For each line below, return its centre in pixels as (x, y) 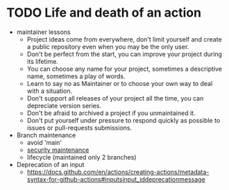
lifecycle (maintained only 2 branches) (82, 157)
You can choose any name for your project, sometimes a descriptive (125, 69)
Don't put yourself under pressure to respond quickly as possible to (124, 120)
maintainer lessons (43, 32)
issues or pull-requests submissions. (79, 128)
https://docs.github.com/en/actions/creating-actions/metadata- (118, 172)
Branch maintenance (46, 135)
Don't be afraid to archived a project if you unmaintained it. (111, 113)
